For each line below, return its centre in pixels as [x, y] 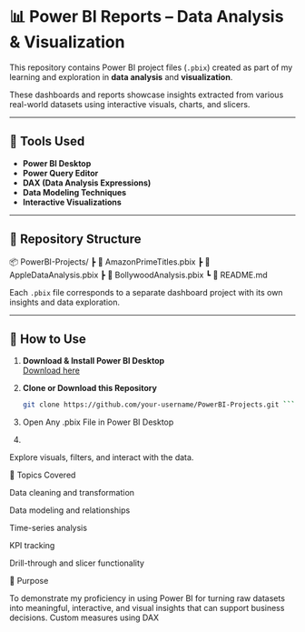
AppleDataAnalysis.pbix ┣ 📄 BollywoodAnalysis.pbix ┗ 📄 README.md [138, 275]
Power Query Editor [60, 173]
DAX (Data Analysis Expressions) [87, 183]
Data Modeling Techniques [74, 192]
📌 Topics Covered [43, 475]
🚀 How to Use [48, 339]
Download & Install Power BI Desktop [93, 361]
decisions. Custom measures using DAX [84, 617]
